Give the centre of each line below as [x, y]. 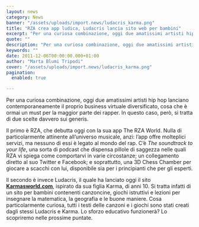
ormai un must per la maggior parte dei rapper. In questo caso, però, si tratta [99, 113]
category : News [25, 17]
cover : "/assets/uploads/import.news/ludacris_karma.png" [79, 67]
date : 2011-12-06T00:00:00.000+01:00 [53, 56]
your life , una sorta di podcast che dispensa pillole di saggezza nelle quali [96, 150]
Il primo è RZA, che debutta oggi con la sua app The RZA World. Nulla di [94, 131]
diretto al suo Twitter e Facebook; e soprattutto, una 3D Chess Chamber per [99, 162]
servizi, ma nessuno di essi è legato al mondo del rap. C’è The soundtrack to [99, 143]
